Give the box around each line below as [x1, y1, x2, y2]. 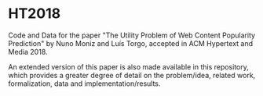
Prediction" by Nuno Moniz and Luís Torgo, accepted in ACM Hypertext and [8, 38, 254, 48]
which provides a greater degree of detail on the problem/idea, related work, [8, 70, 256, 80]
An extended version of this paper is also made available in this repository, [8, 62, 250, 71]
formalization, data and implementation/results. [8, 79, 161, 88]
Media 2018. [8, 47, 49, 56]
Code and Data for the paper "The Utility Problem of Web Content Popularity [8, 30, 256, 40]
